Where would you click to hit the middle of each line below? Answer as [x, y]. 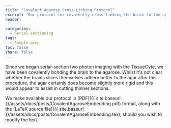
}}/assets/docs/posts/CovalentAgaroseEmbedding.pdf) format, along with [83, 103]
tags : [11, 38]
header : [13, 19]
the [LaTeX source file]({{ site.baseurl [45, 109]
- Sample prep [25, 43]
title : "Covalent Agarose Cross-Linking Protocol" [60, 10]
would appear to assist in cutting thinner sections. [58, 88]
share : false [19, 52]
